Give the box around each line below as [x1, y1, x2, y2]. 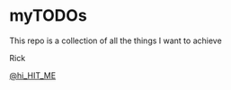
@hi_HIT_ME [9, 69, 57, 81]
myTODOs [9, 5, 87, 26]
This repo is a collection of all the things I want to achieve [9, 35, 222, 46]
